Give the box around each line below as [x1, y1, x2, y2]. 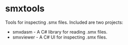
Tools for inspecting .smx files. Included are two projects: [5, 19, 123, 25]
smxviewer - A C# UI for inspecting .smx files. [12, 34, 107, 40]
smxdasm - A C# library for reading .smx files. [12, 29, 107, 35]
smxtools [5, 3, 45, 14]
